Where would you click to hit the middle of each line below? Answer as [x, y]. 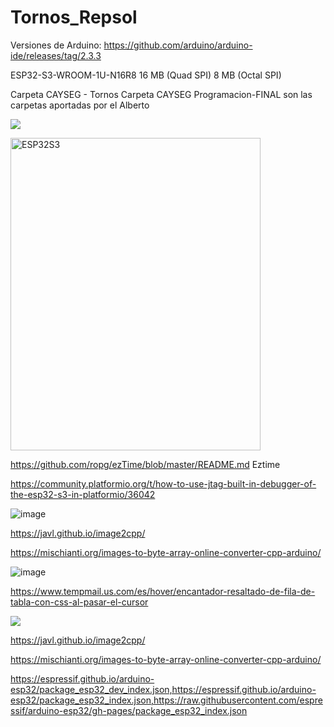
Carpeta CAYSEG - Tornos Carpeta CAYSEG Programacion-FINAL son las [161, 94]
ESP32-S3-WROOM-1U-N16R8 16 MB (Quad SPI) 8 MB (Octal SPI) [146, 75]
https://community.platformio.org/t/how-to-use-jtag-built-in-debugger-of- [163, 483]
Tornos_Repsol [74, 17]
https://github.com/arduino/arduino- [178, 45]
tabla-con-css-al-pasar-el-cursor [79, 602]
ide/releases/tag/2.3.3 [56, 55]
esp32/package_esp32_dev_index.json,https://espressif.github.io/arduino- [163, 689]
